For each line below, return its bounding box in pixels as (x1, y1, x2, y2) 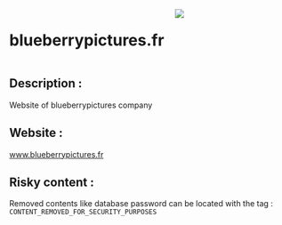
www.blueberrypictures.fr (9, 149, 104, 159)
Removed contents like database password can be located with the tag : (9, 198, 274, 209)
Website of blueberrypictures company (9, 100, 153, 110)
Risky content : (9, 174, 95, 189)
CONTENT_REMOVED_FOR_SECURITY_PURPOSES (9, 208, 157, 217)
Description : (9, 76, 83, 92)
